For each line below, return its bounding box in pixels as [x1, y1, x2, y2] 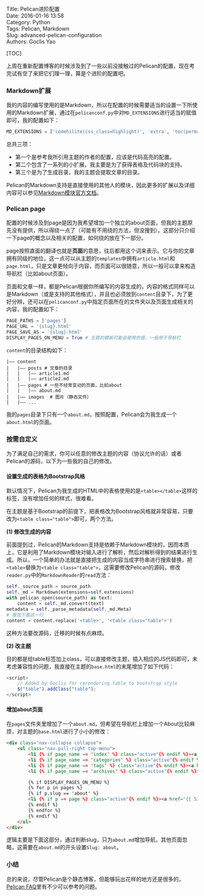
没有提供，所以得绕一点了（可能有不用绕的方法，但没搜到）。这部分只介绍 [11, 227, 195, 234]
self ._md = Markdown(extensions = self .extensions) [6, 589, 135, 595]
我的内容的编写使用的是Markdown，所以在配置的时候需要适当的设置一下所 [6, 101, 192, 109]
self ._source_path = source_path [6, 584, 91, 590]
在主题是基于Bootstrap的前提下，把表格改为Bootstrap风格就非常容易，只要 [6, 508, 194, 515]
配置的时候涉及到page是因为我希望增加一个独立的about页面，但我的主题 [6, 219, 188, 227]
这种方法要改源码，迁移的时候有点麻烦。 [6, 629, 107, 637]
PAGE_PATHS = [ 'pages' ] [6, 318, 67, 324]
